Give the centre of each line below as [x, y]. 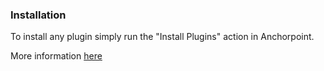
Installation [38, 15]
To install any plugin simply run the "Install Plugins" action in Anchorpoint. [162, 37]
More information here [56, 56]
